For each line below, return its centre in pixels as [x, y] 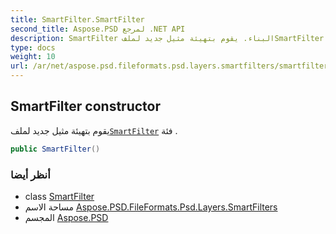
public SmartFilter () [55, 149]
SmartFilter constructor [86, 106]
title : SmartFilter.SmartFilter [77, 19]
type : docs [33, 47]
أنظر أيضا [30, 174]
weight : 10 [33, 57]
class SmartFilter [59, 196]
